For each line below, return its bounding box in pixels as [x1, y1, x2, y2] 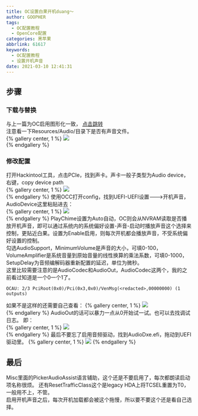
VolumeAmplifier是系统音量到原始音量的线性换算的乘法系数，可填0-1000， [6, 252, 187, 259]
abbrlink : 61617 [6, 42, 46, 48]
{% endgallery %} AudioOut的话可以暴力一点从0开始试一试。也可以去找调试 [6, 309, 190, 316]
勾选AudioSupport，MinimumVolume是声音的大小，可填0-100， [6, 245, 162, 252]
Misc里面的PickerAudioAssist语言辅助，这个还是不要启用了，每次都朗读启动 [6, 374, 190, 381]
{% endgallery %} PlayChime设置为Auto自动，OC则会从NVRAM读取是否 [6, 215, 182, 222]
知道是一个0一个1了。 [21, 274, 74, 281]
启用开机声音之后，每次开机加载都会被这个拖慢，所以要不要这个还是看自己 [6, 396, 187, 404]
